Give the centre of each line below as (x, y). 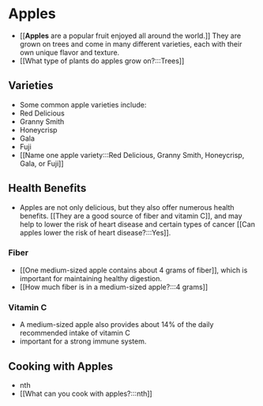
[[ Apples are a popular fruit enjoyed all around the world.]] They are (130, 36)
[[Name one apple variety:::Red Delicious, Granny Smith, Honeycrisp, (132, 155)
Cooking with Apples (60, 366)
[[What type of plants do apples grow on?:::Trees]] (102, 61)
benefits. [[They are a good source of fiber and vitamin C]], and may (131, 216)
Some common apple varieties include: (83, 104)
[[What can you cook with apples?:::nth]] (86, 393)
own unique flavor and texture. (70, 52)
